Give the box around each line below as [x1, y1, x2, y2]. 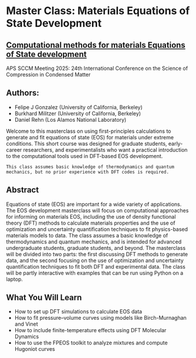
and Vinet [14, 320, 38, 327]
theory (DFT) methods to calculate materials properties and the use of [6, 219, 175, 226]
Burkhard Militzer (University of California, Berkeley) [14, 110, 141, 117]
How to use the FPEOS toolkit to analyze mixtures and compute [14, 339, 168, 346]
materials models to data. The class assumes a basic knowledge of [6, 232, 168, 239]
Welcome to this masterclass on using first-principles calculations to [6, 128, 171, 135]
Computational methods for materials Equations [6, 40, 186, 50]
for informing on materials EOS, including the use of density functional [6, 213, 176, 220]
